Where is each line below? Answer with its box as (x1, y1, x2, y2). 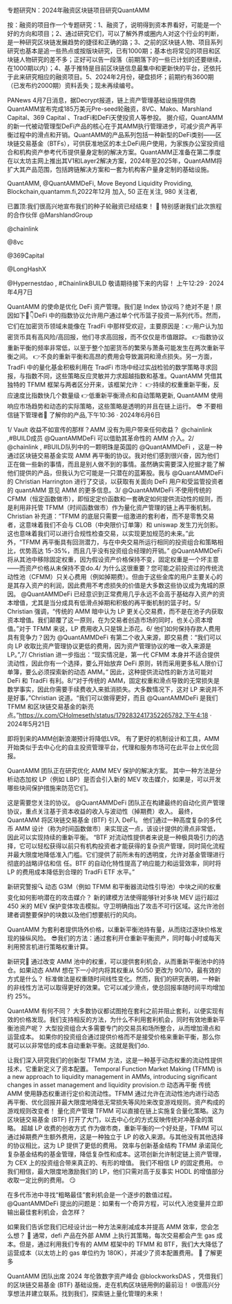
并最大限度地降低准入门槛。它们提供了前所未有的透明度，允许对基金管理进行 (7, 850, 225, 859)
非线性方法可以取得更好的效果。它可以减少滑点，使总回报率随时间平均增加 (12, 983, 225, 992)
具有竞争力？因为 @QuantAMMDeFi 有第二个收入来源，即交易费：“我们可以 (7, 633, 222, 641)
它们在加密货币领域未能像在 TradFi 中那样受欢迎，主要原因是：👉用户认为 (7, 322, 217, 330)
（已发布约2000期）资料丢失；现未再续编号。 (7, 82, 138, 89)
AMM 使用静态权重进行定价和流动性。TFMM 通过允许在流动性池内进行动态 (7, 1089, 220, 1098)
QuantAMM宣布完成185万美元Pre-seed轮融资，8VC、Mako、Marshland (7, 105, 213, 113)
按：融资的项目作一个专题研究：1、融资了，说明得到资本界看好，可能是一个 (7, 21, 222, 29)
